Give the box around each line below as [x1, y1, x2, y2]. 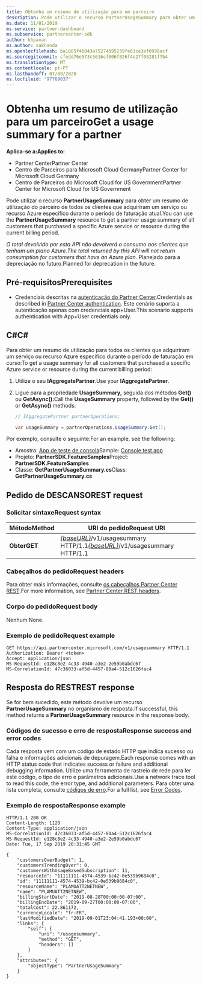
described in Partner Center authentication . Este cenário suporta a [14, 300, 180, 307]
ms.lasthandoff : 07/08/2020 [6, 71, 77, 77]
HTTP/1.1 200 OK [6, 815, 47, 821]
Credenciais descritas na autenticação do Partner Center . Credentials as [14, 294, 193, 301]
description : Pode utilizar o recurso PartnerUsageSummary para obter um [6, 14, 195, 21]
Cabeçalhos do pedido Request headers [6, 567, 124, 576]
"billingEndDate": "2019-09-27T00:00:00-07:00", [17, 899, 141, 906]
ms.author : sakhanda [6, 43, 58, 49]
